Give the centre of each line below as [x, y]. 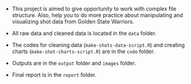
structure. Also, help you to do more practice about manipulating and [97, 15]
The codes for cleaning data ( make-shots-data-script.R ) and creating [98, 45]
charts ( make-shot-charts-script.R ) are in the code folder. [83, 51]
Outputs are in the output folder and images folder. [74, 63]
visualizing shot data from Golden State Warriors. [73, 21]
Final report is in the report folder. [54, 75]
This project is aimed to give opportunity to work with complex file [94, 9]
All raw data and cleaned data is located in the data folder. [84, 33]
